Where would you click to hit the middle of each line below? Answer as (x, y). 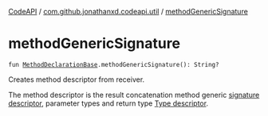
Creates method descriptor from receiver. (77, 79)
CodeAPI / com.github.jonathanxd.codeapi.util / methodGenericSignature (128, 12)
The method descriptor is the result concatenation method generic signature (134, 95)
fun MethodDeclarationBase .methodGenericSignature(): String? (114, 64)
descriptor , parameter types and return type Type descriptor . (108, 103)
